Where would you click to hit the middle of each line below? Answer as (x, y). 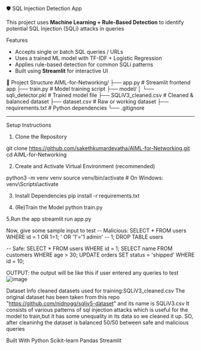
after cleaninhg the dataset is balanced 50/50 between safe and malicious (98, 322)
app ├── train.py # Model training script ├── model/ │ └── (80, 89)
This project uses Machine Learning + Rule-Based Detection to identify (95, 22)
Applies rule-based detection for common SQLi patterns (84, 64)
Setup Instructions (29, 125)
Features (17, 40)
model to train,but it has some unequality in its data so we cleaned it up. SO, (100, 316)
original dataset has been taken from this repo (63, 297)
